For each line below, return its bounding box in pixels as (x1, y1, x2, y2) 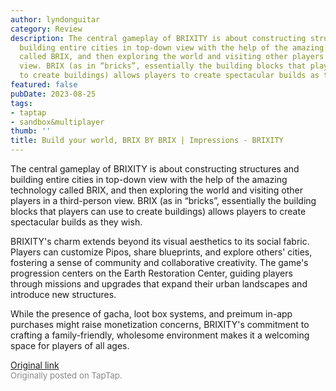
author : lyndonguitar (10, 14, 101, 25)
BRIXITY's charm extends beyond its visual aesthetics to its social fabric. (10, 236, 310, 247)
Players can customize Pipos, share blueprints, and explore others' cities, (10, 246, 313, 258)
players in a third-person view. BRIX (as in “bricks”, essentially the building (10, 195, 317, 206)
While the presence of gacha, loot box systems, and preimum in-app (10, 308, 293, 320)
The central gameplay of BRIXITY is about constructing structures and (10, 163, 300, 175)
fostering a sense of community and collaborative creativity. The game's (10, 257, 309, 268)
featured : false (10, 80, 78, 90)
